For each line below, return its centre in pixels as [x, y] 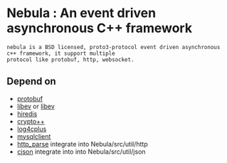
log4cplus [32, 129]
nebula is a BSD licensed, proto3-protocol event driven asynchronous [114, 47]
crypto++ [31, 121]
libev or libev [36, 106]
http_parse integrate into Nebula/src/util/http [82, 144]
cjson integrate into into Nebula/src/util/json [81, 152]
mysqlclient [34, 136]
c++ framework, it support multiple [61, 53]
